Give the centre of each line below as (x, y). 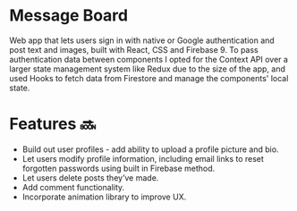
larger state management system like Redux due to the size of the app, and (148, 69)
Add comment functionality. (73, 187)
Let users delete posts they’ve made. (90, 177)
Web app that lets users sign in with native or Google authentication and (142, 40)
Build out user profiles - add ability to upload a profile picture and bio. (150, 149)
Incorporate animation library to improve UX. (104, 197)
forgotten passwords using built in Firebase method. (119, 168)
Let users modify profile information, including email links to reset (143, 158)
